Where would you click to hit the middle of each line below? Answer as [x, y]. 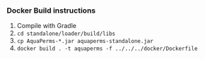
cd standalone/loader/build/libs [66, 34]
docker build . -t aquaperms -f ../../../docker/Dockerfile [107, 49]
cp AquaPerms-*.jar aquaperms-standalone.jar [85, 41]
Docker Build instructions [51, 11]
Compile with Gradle [47, 26]
